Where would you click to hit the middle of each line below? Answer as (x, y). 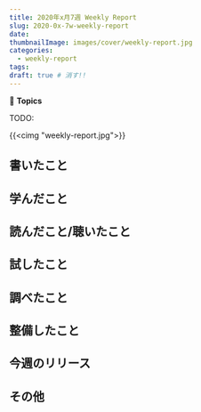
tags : (19, 68)
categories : (31, 51)
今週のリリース (50, 364)
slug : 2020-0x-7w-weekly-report (69, 26)
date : (19, 34)
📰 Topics (26, 101)
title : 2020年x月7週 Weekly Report (73, 17)
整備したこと (44, 331)
